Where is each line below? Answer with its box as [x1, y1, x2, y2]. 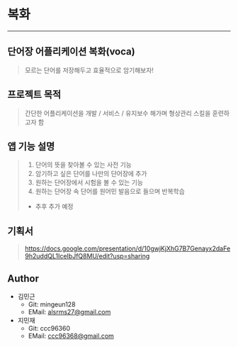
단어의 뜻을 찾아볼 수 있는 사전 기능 [35, 160, 132, 169]
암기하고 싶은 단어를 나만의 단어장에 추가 [35, 170, 147, 178]
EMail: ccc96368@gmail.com [28, 331, 115, 340]
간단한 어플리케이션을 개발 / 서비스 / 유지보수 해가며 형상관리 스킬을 [24, 109, 211, 117]
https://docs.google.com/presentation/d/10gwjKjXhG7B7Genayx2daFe [24, 244, 231, 253]
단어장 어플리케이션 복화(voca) [7, 45, 136, 57]
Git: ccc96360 [28, 324, 71, 332]
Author [7, 272, 39, 285]
